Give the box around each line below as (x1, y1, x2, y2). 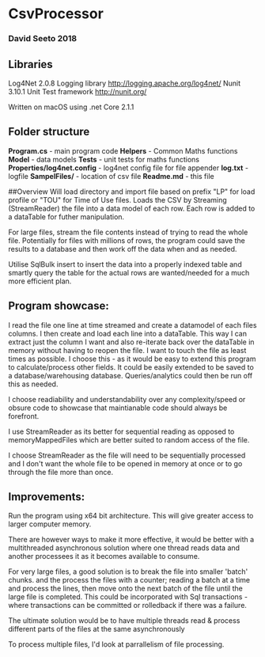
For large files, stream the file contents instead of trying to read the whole (8, 227, 248, 237)
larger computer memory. (8, 519, 92, 529)
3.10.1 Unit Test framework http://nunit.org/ (8, 86, 147, 96)
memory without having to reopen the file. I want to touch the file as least (8, 345, 247, 355)
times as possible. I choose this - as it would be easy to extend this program (8, 354, 256, 363)
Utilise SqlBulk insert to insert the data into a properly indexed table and (8, 259, 243, 269)
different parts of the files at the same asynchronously (8, 625, 185, 634)
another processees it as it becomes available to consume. (8, 552, 200, 561)
